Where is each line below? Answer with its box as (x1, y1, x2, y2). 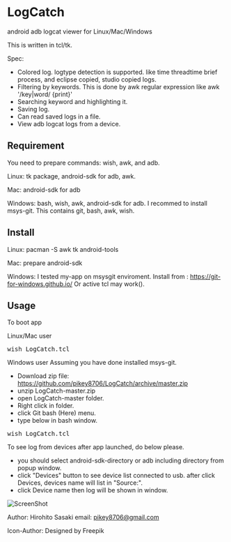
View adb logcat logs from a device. (17, 119, 121, 128)
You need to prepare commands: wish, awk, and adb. (7, 158, 160, 167)
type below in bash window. (17, 416, 97, 425)
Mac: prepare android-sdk (7, 259, 83, 267)
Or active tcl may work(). (74, 280, 145, 288)
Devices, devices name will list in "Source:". (17, 479, 143, 487)
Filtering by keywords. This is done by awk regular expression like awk (17, 82, 220, 91)
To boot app (7, 318, 42, 326)
